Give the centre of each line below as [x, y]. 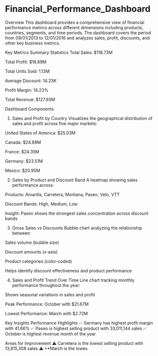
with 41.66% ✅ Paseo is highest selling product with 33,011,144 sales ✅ [76, 328]
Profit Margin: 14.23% [27, 90]
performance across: [33, 185]
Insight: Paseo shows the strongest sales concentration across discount [77, 213]
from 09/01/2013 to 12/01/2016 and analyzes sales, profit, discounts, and [77, 38]
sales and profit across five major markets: [55, 123]
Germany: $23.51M [24, 161]
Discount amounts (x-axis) [32, 252]
